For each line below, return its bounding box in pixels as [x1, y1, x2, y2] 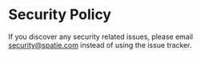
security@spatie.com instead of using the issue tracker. [8, 40, 192, 49]
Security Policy [8, 6, 112, 24]
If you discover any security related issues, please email [8, 32, 194, 41]
